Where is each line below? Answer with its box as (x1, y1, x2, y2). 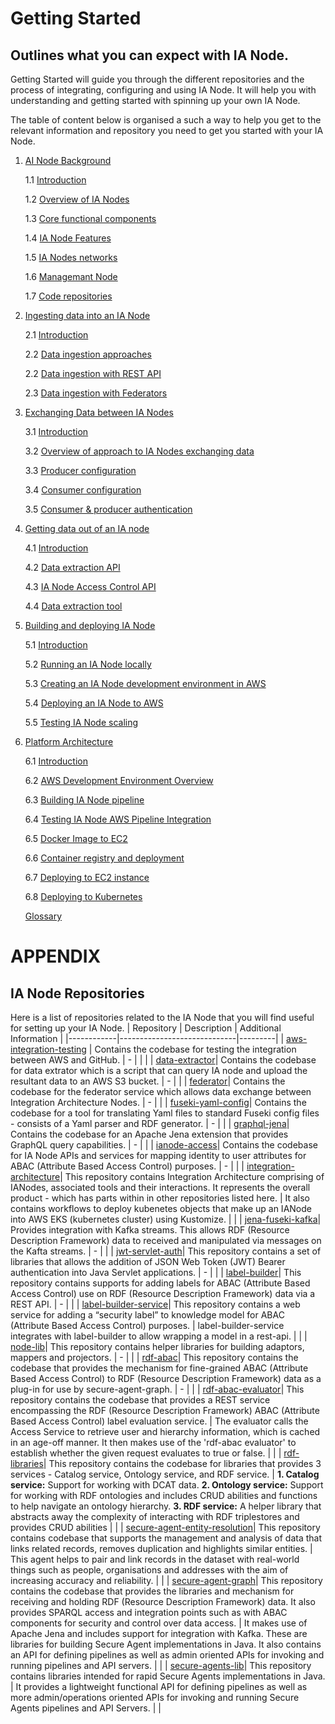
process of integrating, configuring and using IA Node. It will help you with (10, 84, 317, 96)
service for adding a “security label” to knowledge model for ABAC (10, 1309, 285, 1321)
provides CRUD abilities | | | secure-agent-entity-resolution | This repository (10, 1522, 321, 1533)
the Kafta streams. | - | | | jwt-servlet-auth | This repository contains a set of (10, 1245, 322, 1257)
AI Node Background (24, 155, 112, 166)
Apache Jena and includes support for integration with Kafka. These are (10, 1628, 308, 1639)
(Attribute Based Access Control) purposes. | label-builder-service (10, 1320, 285, 1331)
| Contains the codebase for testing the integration (88, 1043, 297, 1055)
